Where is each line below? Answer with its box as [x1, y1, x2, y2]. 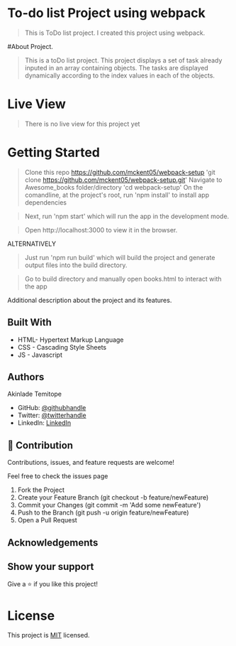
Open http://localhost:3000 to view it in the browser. [24, 225, 178, 234]
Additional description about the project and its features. [7, 296, 172, 304]
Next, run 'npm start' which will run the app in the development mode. [24, 212, 230, 220]
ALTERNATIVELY [7, 239, 57, 248]
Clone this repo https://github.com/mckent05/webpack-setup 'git [24, 168, 216, 176]
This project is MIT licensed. [7, 631, 90, 640]
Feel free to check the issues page [7, 472, 108, 480]
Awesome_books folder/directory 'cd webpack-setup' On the [24, 183, 203, 191]
